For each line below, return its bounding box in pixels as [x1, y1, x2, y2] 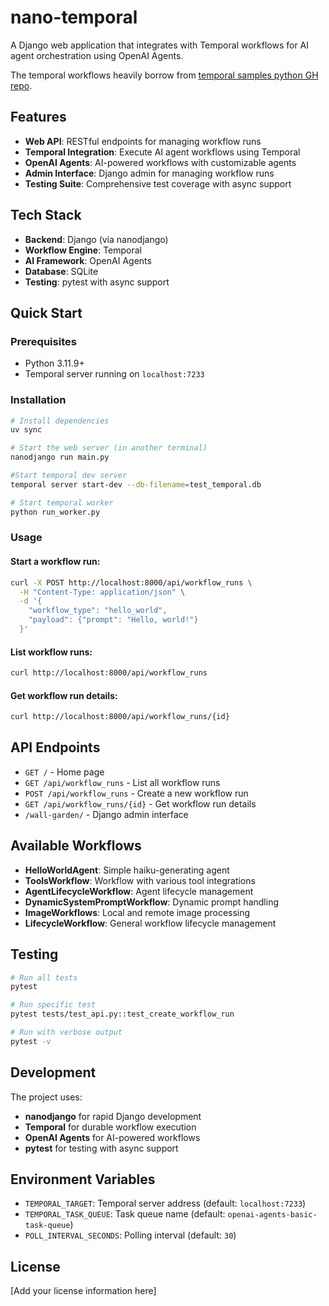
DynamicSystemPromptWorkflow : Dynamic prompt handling [24, 896, 279, 908]
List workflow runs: [10, 646, 93, 658]
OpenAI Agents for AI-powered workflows [24, 1131, 201, 1143]
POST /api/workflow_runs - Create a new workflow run [24, 787, 249, 799]
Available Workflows [10, 837, 142, 855]
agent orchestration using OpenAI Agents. [10, 49, 184, 61]
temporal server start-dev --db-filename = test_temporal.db [10, 479, 262, 490]
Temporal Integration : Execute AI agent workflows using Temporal [24, 146, 301, 158]
